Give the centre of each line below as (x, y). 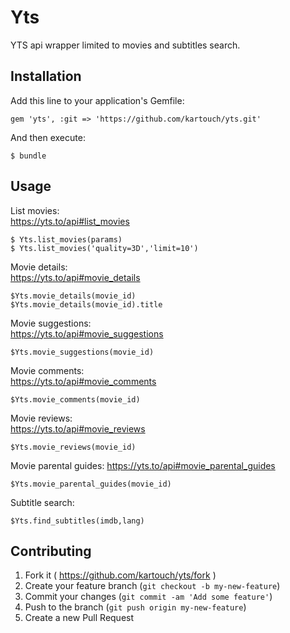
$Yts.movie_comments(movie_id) (75, 399)
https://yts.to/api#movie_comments (83, 381)
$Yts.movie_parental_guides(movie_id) (91, 484)
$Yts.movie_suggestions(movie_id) (82, 352)
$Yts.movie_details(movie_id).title (86, 304)
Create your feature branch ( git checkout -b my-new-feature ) (152, 586)
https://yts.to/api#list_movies (70, 221)
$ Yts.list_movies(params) (66, 239)
